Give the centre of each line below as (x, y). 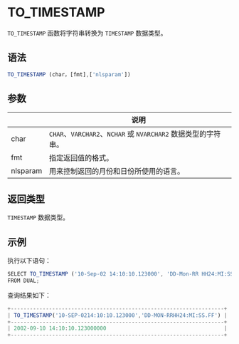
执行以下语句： (29, 261)
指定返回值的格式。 (81, 158)
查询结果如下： (29, 295)
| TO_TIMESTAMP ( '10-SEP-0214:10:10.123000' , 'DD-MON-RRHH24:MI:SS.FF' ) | (117, 315)
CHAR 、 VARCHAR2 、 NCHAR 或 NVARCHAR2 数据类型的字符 (135, 134)
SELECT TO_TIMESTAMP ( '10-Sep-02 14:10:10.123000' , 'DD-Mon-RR (103, 274)
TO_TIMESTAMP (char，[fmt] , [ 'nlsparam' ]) (69, 74)
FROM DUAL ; (23, 281)
